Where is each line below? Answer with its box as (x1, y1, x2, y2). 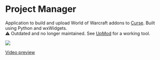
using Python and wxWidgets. (5, 25, 67, 31)
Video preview (5, 49, 35, 55)
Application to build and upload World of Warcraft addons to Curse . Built (5, 20, 155, 26)
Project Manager (5, 3, 76, 15)
